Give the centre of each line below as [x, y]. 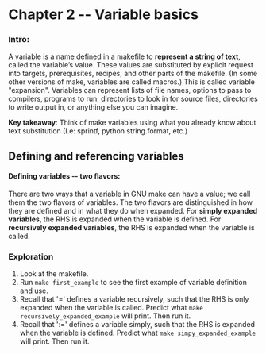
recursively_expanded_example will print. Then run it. [105, 316]
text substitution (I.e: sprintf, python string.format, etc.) [98, 131]
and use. [34, 291]
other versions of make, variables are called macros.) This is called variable [132, 82]
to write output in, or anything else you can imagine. [93, 107]
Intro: [19, 40]
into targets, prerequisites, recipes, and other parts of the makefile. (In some [133, 74]
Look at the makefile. [54, 274]
